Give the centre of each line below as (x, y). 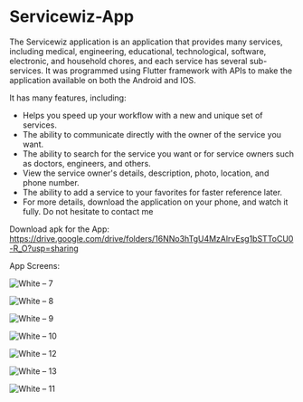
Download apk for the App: (60, 229)
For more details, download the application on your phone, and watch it (155, 202)
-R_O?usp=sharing (44, 248)
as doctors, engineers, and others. (86, 163)
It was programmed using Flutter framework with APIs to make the (168, 71)
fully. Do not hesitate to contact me (88, 211)
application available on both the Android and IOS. (103, 80)
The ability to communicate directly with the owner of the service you (152, 134)
